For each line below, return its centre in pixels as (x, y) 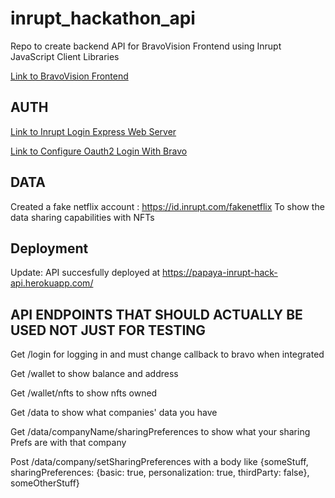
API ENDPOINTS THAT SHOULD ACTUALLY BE (156, 314)
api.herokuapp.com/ (52, 283)
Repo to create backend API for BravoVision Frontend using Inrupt (146, 46)
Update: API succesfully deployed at (85, 273)
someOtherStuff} (45, 483)
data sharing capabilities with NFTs (82, 217)
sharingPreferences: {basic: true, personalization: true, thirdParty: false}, (160, 473)
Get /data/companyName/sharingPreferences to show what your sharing (160, 432)
